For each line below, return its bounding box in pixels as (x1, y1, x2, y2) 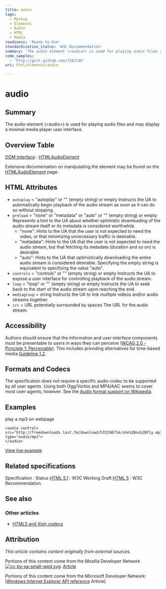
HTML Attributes (5, 183, 58, 192)
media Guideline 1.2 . (5, 350, 46, 356)
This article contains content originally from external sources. (5, 548, 131, 554)
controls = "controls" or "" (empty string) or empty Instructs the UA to (12, 270, 156, 276)
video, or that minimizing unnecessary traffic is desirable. (19, 233, 137, 239)
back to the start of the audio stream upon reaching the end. (12, 286, 136, 292)
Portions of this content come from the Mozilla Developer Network (5, 558, 140, 564)
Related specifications (5, 462, 76, 470)
